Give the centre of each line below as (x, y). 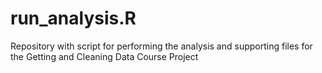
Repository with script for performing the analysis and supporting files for (161, 46)
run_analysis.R (73, 18)
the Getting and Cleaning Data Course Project (104, 56)
